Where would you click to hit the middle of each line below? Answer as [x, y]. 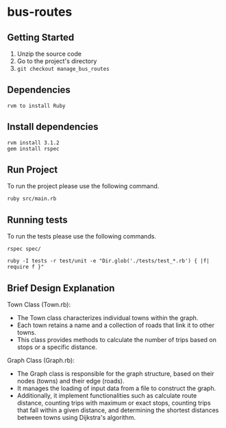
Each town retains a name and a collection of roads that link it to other [116, 325]
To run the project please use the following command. [83, 186]
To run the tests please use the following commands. [81, 236]
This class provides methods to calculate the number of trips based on [117, 340]
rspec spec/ [24, 249]
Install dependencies [53, 127]
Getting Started [41, 37]
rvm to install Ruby [37, 106]
